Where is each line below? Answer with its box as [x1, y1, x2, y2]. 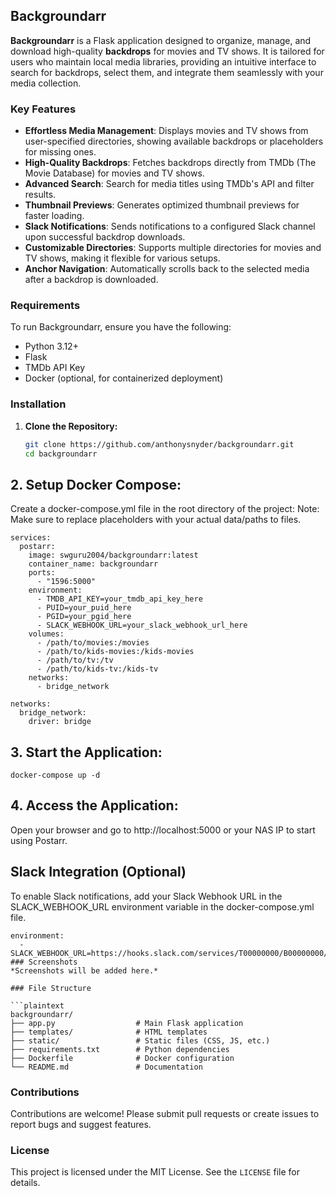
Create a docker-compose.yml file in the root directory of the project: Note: [10, 503, 320, 515]
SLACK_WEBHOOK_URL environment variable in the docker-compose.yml [10, 900, 315, 913]
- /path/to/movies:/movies [36, 638, 150, 648]
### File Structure [10, 983, 92, 993]
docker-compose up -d [10, 770, 101, 781]
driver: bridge [28, 717, 92, 727]
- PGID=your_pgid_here [36, 612, 132, 622]
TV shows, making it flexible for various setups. [24, 252, 221, 264]
